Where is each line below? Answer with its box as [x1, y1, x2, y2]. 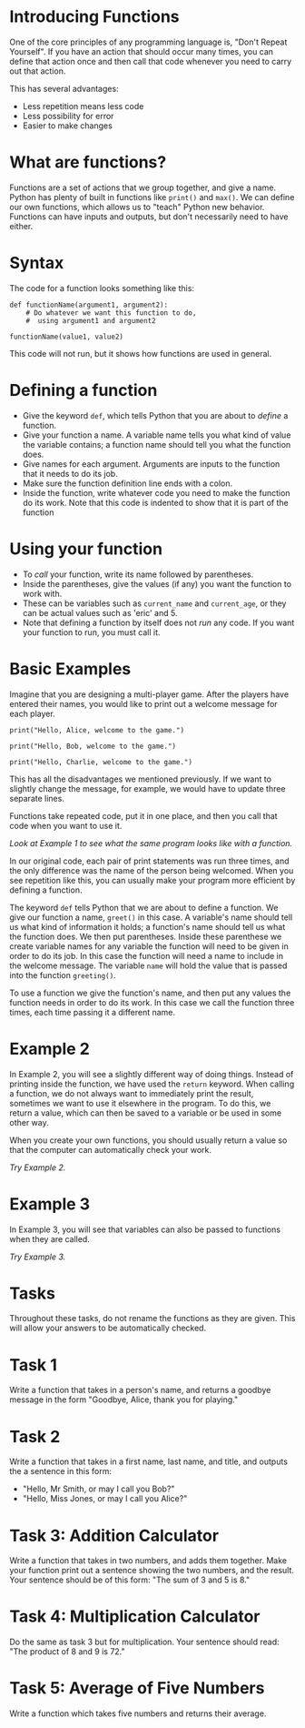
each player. [9, 708, 56, 719]
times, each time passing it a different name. [9, 1006, 175, 1017]
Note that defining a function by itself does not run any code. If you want [22, 617, 295, 628]
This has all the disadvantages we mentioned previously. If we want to [9, 773, 272, 784]
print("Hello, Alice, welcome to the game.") [9, 725, 184, 734]
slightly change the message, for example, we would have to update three [9, 783, 286, 793]
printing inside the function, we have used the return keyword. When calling [9, 1078, 295, 1089]
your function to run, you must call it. [22, 626, 161, 638]
